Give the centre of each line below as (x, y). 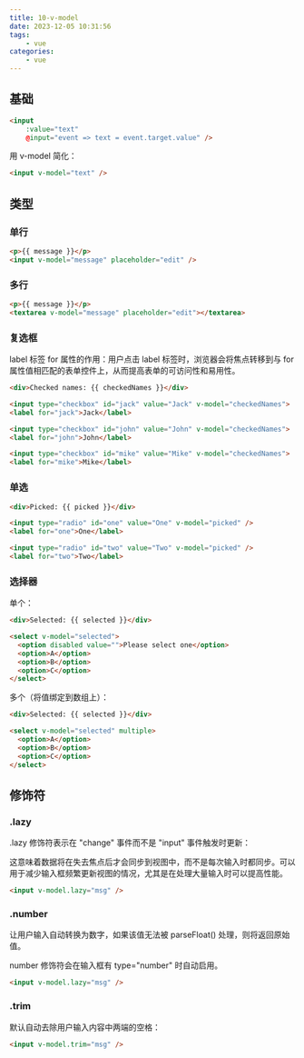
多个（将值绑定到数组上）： (59, 697)
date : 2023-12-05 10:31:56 (60, 26)
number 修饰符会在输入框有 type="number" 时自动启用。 (116, 965)
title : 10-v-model (44, 18)
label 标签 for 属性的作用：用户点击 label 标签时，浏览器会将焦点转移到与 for (152, 359)
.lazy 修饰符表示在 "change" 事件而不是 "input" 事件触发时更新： (130, 843)
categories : (32, 52)
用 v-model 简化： (43, 156)
